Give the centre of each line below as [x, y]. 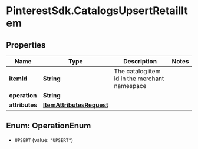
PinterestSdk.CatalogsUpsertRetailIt [97, 11]
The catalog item [137, 71]
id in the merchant [139, 79]
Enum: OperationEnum [49, 126]
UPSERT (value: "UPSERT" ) [44, 140]
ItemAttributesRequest [76, 105]
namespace [130, 86]
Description [140, 61]
